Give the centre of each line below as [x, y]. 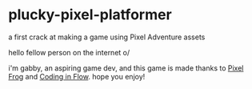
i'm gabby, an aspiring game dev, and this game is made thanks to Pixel [126, 68]
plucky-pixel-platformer [90, 15]
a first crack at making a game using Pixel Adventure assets [107, 37]
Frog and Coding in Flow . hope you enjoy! [77, 76]
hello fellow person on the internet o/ [69, 52]
